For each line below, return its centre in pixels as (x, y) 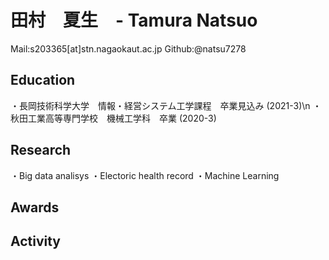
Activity (36, 241)
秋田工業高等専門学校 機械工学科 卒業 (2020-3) (113, 118)
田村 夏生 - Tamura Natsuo (134, 20)
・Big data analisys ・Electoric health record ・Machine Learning (145, 175)
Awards (35, 207)
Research (41, 150)
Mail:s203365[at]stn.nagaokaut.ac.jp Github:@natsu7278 (128, 48)
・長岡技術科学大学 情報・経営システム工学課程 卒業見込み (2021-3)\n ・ (166, 105)
